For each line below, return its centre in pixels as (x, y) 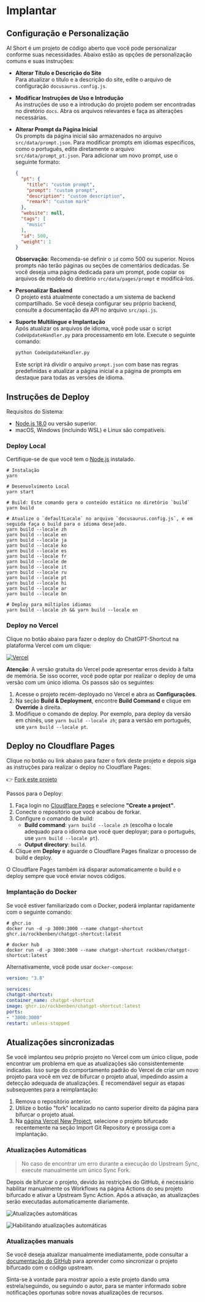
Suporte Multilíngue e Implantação (60, 322)
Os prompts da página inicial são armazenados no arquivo (88, 136)
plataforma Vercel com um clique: (49, 645)
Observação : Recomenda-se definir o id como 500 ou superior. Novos (105, 259)
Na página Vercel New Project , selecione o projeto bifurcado (91, 1121)
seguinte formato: (38, 162)
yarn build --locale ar (37, 589)
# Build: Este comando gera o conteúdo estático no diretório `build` (98, 503)
